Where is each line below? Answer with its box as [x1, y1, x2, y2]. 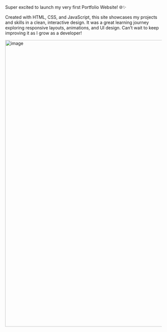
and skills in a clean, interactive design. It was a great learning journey [5, 19, 149, 25]
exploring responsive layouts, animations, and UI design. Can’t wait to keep [5, 25, 159, 30]
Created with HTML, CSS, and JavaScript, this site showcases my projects [5, 14, 158, 20]
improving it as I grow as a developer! [5, 30, 82, 36]
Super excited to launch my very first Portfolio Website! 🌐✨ [5, 4, 127, 10]
